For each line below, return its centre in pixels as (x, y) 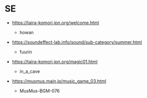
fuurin (26, 52)
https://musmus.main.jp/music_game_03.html (59, 81)
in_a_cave (30, 71)
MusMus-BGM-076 (40, 90)
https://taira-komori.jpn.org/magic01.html (55, 61)
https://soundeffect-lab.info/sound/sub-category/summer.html (77, 42)
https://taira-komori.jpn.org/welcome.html (55, 23)
